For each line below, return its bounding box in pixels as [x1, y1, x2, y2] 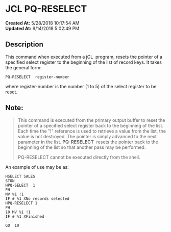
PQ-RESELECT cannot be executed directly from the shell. [17, 154, 140, 160]
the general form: [5, 64, 42, 70]
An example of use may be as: [5, 164, 69, 170]
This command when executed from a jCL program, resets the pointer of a [5, 54, 162, 60]
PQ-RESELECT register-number [5, 74, 70, 80]
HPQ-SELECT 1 [5, 183, 36, 188]
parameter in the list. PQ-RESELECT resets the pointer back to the [17, 139, 158, 145]
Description [5, 40, 43, 49]
